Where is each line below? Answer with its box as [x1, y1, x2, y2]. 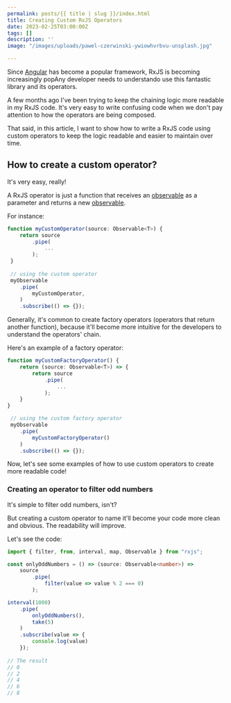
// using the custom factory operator [10, 415, 123, 422]
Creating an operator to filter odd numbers [7, 485, 153, 494]
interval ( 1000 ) [7, 599, 51, 606]
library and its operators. [7, 83, 78, 90]
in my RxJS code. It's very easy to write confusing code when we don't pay [7, 104, 223, 111]
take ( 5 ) [32, 618, 54, 626]
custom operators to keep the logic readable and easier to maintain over [7, 131, 214, 140]
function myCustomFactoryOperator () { [7, 357, 119, 364]
